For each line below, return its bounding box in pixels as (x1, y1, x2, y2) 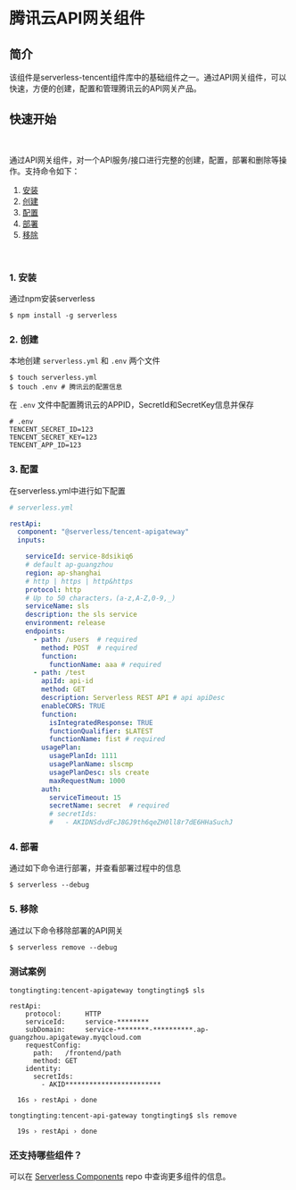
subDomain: (25, 1025, 66, 1034)
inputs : (17, 536, 46, 545)
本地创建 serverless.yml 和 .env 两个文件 (9, 355, 160, 367)
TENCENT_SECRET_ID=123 (9, 426, 94, 435)
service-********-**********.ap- (85, 1025, 210, 1034)
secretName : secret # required (48, 801, 169, 810)
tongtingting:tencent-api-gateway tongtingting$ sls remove (9, 1110, 238, 1120)
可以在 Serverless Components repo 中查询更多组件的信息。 (9, 1171, 231, 1182)
